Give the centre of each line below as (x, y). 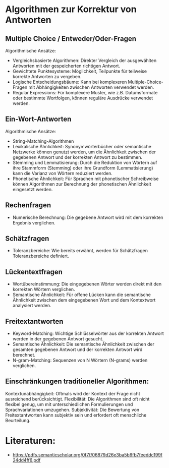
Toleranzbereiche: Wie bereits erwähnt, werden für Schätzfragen (80, 251)
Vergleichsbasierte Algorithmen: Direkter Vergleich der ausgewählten (84, 61)
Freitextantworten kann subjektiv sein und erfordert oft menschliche (76, 415)
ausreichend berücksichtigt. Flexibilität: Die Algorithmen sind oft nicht (77, 399)
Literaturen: (31, 441)
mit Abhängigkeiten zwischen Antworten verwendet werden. (91, 87)
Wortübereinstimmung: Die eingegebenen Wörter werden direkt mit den (87, 284)
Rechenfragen (28, 205)
